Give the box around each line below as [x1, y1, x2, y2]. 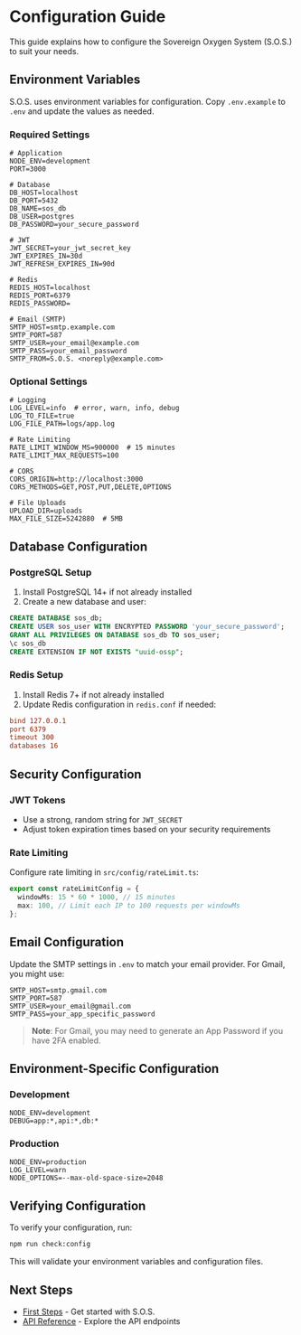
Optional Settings [9, 375, 88, 388]
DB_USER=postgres [9, 212, 75, 221]
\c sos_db [9, 639, 47, 648]
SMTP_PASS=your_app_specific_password [9, 1010, 155, 1019]
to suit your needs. [9, 45, 80, 56]
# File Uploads [9, 499, 67, 508]
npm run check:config [9, 1240, 91, 1249]
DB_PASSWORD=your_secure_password [9, 220, 140, 230]
